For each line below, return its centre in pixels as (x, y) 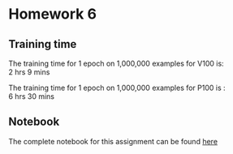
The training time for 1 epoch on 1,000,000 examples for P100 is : (117, 88)
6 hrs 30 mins (32, 96)
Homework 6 (53, 14)
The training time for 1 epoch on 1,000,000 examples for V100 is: (116, 63)
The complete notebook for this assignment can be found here (113, 141)
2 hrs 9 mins (29, 72)
